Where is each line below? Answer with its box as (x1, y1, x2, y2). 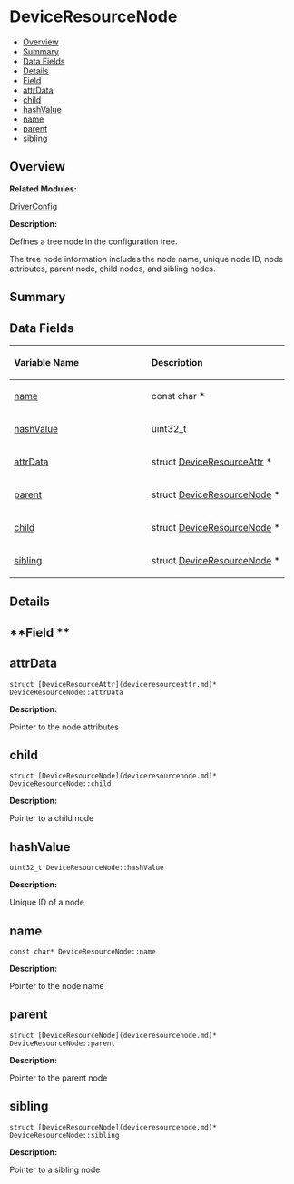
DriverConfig (9, 201, 57, 211)
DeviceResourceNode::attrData (9, 688, 124, 697)
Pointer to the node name (9, 980, 104, 991)
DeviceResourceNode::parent (9, 1039, 116, 1048)
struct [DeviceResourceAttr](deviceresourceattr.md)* (9, 680, 218, 689)
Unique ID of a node (9, 896, 84, 908)
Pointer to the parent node (9, 1072, 108, 1083)
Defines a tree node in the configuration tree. (9, 236, 178, 247)
